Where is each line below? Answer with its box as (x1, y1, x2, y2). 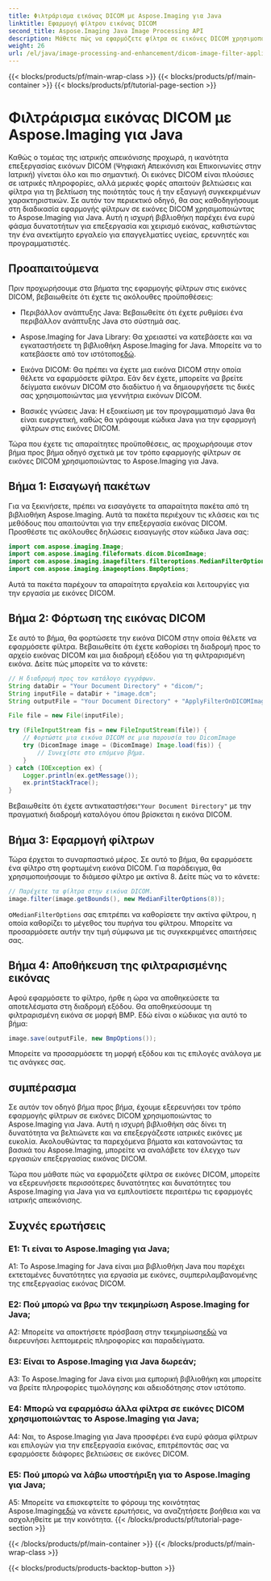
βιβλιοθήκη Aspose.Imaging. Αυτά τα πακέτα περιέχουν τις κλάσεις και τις (8, 509, 260, 519)
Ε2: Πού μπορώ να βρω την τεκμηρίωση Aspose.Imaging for (8, 1299, 250, 1310)
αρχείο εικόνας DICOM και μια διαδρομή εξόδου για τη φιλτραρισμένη (8, 650, 245, 660)
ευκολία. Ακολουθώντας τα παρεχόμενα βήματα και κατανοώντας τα (8, 1137, 244, 1147)
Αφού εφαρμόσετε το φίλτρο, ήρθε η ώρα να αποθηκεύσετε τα (8, 992, 219, 1003)
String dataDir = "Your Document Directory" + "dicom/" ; (8, 682, 204, 690)
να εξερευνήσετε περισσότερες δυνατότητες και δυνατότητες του (8, 1178, 231, 1188)
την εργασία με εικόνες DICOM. (8, 588, 115, 598)
